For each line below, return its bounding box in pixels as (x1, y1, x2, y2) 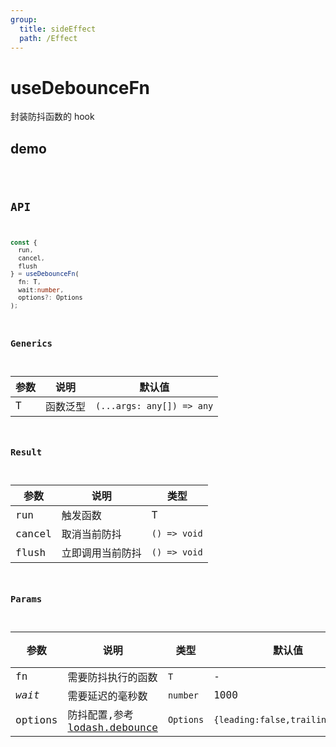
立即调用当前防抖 (61, 547, 142, 560)
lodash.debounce (67, 721, 158, 734)
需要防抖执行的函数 (67, 671, 158, 684)
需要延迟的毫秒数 (67, 689, 148, 703)
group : (10, 14, 38, 25)
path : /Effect (19, 33, 78, 43)
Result (10, 447, 43, 458)
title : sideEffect (19, 24, 97, 34)
